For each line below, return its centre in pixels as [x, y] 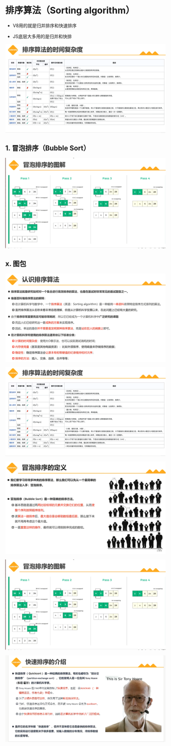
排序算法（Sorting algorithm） [70, 10]
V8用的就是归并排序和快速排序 [45, 25]
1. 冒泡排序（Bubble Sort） [48, 148]
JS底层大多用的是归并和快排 [42, 36]
